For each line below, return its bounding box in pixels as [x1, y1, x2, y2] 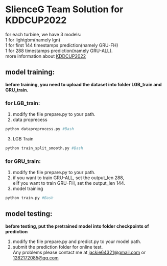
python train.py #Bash [5, 196, 54, 201]
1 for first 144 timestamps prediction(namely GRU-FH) [5, 42, 118, 48]
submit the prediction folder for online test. [12, 244, 103, 250]
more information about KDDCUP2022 [5, 53, 86, 59]
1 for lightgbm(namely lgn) [5, 37, 60, 43]
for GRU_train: [5, 157, 41, 164]
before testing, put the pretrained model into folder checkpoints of [5, 223, 149, 229]
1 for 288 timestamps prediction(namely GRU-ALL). [5, 47, 113, 54]
